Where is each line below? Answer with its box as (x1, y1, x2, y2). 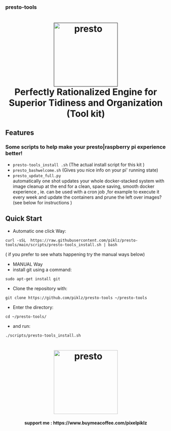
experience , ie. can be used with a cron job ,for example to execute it (12, 188, 160, 195)
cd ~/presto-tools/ (5, 314, 47, 319)
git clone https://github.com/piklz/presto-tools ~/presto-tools (5, 295, 147, 300)
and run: (12, 323, 31, 329)
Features (5, 128, 34, 137)
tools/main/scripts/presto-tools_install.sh (5, 242, 102, 247)
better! (5, 150, 23, 157)
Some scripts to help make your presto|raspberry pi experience (5, 143, 166, 151)
